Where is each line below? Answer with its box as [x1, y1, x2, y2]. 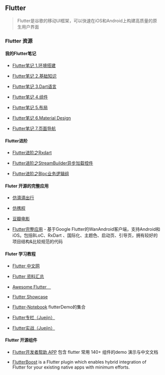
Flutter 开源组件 [5, 337, 38, 343]
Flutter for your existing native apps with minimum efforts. [12, 364, 130, 370]
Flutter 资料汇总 [12, 273, 44, 279]
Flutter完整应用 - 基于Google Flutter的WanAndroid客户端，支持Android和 [12, 226, 161, 232]
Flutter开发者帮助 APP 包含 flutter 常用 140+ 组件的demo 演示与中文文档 [12, 349, 159, 355]
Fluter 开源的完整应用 [5, 183, 49, 189]
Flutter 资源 [5, 37, 33, 44]
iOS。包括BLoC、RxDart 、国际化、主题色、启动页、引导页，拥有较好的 [12, 232, 158, 239]
